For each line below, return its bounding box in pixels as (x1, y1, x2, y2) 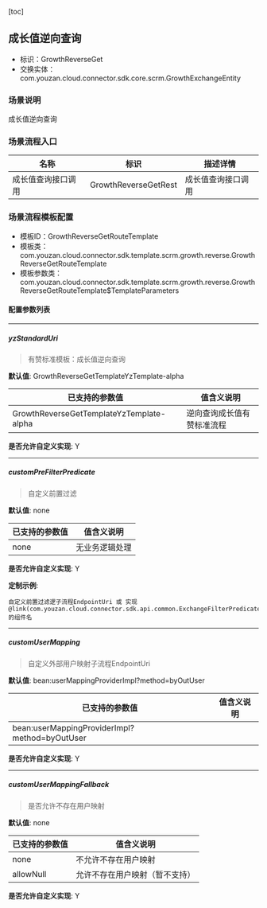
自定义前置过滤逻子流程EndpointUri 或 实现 (8, 598, 137, 606)
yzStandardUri (8, 333, 58, 343)
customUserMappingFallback (8, 780, 110, 789)
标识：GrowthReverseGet (19, 54, 103, 64)
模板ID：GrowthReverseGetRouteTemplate (19, 231, 159, 241)
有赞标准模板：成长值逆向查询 (27, 354, 126, 364)
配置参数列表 (8, 305, 50, 314)
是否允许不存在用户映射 (27, 801, 105, 810)
